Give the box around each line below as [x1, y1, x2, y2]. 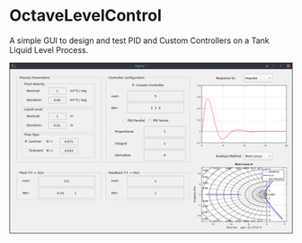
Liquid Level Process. [9, 44, 89, 55]
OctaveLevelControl [9, 5, 162, 26]
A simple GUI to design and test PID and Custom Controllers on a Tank [9, 35, 270, 46]
